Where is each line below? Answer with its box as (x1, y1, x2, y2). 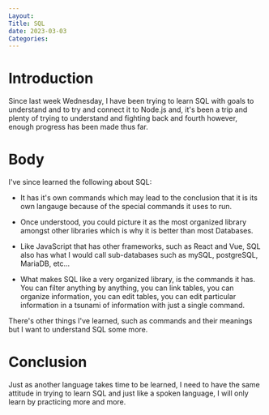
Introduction (8, 70, 94, 88)
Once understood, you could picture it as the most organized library (19, 217, 247, 227)
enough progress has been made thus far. (8, 122, 148, 132)
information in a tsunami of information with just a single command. (19, 301, 246, 310)
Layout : (8, 11, 35, 20)
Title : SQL (8, 19, 45, 28)
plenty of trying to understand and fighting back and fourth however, (8, 113, 237, 123)
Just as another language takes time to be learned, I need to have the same (8, 380, 261, 390)
